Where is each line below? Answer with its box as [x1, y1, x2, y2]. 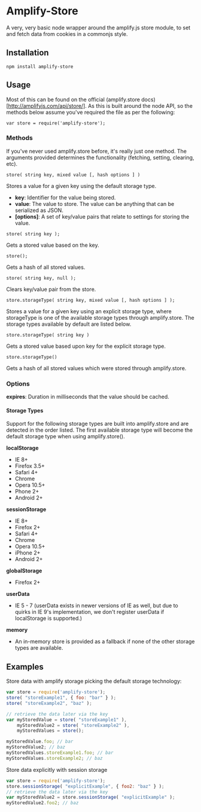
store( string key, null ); [6, 275, 77, 281]
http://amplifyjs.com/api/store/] [8, 102, 86, 109]
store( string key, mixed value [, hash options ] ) [6, 172, 141, 178]
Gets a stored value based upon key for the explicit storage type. [6, 343, 166, 350]
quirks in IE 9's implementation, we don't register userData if [14, 608, 165, 616]
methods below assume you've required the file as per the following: [6, 108, 175, 116]
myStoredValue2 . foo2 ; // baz [6, 800, 79, 806]
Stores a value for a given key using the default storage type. [6, 182, 157, 189]
